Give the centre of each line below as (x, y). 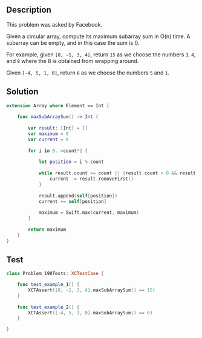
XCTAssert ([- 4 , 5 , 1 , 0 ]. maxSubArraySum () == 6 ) (90, 313)
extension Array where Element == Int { (58, 105)
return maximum (47, 230)
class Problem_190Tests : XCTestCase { (55, 274)
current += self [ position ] (73, 201)
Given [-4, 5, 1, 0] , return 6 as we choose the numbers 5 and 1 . (88, 73)
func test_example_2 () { (48, 307)
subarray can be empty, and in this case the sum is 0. (73, 42)
